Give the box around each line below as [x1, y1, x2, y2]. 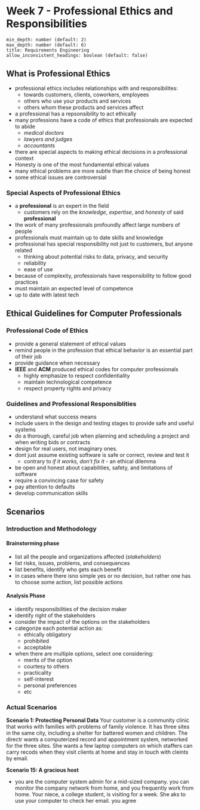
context [14, 154, 34, 162]
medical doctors [23, 129, 64, 136]
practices [14, 278, 39, 286]
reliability [23, 259, 47, 267]
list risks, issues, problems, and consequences [14, 559, 130, 566]
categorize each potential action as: [14, 624, 103, 632]
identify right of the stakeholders [14, 612, 96, 619]
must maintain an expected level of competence [14, 285, 133, 292]
